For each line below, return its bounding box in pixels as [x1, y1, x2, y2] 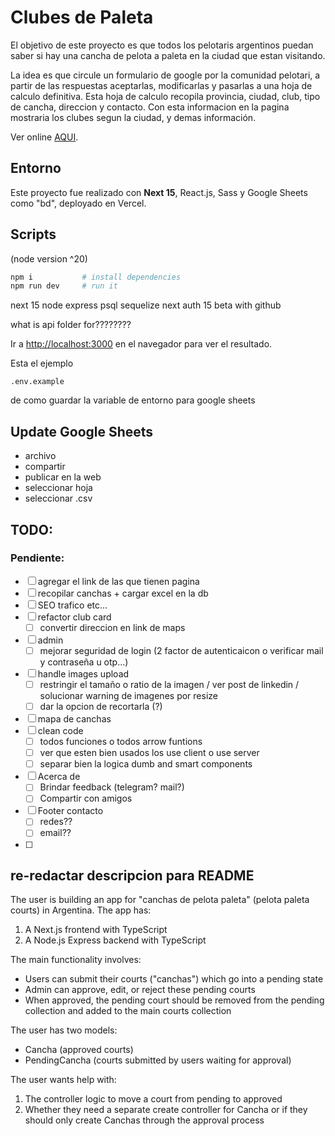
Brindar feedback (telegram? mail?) [39, 781, 185, 793]
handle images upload [37, 667, 130, 680]
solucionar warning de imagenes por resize [39, 690, 218, 701]
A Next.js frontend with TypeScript [24, 924, 168, 936]
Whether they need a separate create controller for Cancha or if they [24, 1104, 308, 1116]
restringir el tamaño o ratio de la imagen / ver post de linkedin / [39, 678, 300, 690]
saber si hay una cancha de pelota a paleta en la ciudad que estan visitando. [10, 49, 326, 61]
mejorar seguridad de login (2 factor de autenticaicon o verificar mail [39, 644, 324, 656]
